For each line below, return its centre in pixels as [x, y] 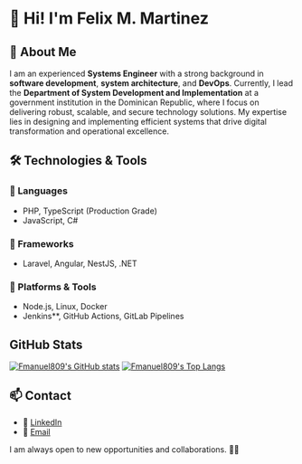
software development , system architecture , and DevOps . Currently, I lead [151, 83]
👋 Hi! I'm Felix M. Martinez [109, 19]
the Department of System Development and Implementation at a [134, 93]
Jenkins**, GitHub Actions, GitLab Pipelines [103, 317]
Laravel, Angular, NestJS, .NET [80, 263]
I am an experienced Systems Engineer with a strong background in [137, 73]
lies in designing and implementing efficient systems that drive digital [138, 122]
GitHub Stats [46, 344]
